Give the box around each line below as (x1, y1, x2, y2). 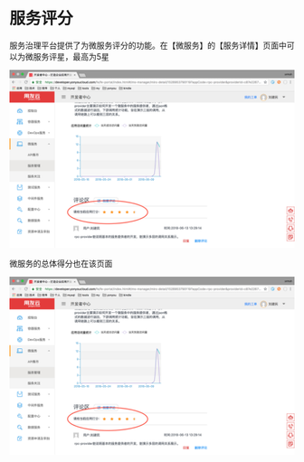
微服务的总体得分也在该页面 (9, 258, 113, 269)
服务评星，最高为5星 (33, 51, 110, 61)
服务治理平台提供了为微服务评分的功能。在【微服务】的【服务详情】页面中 (9, 40, 287, 51)
